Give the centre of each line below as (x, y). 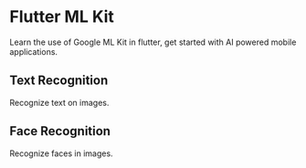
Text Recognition (59, 81)
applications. (33, 51)
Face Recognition (60, 131)
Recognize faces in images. (61, 153)
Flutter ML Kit (62, 17)
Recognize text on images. (59, 102)
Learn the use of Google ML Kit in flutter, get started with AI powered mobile (153, 42)
